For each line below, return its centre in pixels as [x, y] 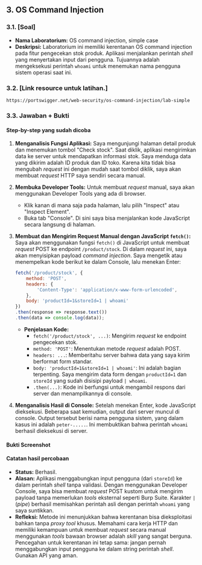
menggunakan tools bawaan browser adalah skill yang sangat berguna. [103, 536]
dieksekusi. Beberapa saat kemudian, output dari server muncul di [97, 411]
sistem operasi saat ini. [43, 72]
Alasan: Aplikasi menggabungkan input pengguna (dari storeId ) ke [99, 478]
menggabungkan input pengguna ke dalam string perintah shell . [94, 549]
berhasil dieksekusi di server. [51, 430]
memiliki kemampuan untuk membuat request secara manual [90, 529]
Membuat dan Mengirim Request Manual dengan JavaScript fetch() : [103, 236]
